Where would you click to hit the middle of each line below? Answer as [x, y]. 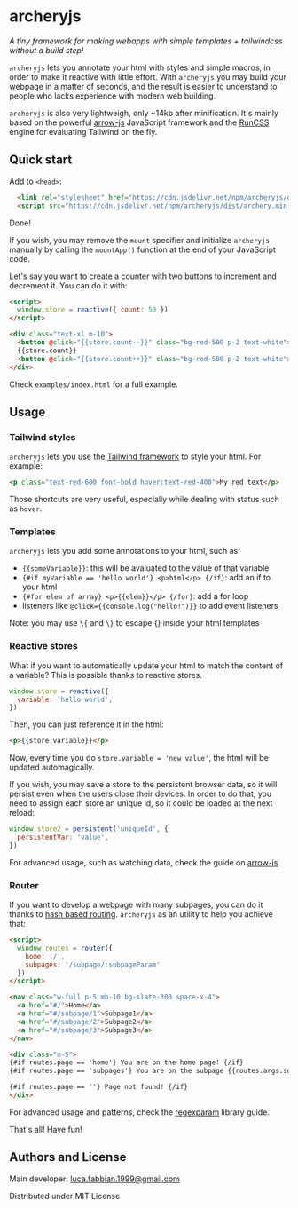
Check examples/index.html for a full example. [94, 384]
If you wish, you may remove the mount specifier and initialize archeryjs [140, 240]
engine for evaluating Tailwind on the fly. [83, 131]
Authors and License [68, 1157]
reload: [22, 813]
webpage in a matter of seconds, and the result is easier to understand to [143, 86]
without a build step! [47, 50]
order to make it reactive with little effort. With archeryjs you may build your [148, 76]
